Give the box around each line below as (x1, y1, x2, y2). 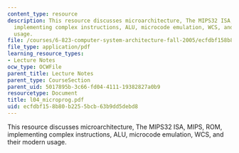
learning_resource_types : (7, 51, 84, 58)
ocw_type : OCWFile (7, 63, 62, 70)
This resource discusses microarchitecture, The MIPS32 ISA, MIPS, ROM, (7, 122, 223, 131)
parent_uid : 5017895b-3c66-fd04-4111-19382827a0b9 (7, 83, 161, 90)
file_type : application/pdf (7, 43, 91, 51)
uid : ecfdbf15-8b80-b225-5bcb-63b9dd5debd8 (7, 103, 139, 110)
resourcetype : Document (7, 90, 78, 97)
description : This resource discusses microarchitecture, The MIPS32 (7, 17, 218, 24)
